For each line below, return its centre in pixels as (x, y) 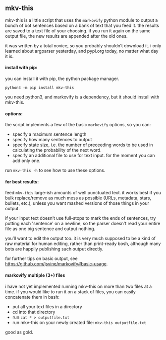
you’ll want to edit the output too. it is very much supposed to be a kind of (81, 239)
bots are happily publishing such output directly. (54, 249)
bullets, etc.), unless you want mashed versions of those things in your (77, 203)
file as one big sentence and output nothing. (50, 229)
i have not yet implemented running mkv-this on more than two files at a (79, 286)
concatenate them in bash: (32, 297)
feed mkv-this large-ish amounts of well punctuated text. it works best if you (83, 193)
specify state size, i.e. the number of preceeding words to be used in (83, 145)
